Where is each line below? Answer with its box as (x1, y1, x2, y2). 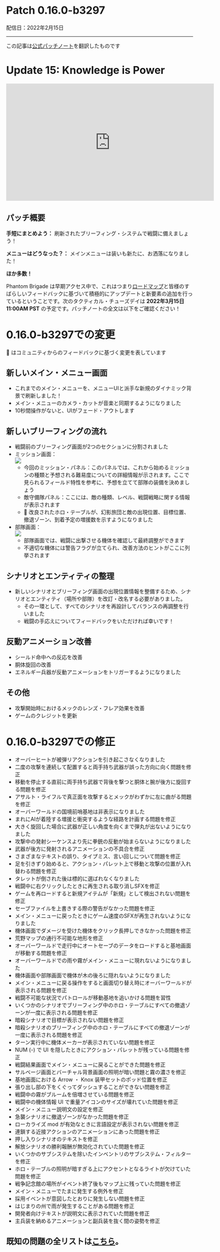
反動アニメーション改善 (6, 636, 92, 647)
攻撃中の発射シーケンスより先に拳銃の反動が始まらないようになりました (14, 838, 192, 845)
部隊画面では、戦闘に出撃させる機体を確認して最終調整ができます (23, 537, 185, 544)
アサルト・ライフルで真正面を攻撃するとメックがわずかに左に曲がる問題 (14, 793, 192, 800)
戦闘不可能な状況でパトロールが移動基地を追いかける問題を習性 (14, 994, 171, 1001)
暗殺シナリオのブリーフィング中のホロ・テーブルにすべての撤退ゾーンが (14, 1023, 190, 1031)
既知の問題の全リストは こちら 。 (6, 1237, 123, 1247)
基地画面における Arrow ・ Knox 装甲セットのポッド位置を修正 (14, 1076, 168, 1083)
